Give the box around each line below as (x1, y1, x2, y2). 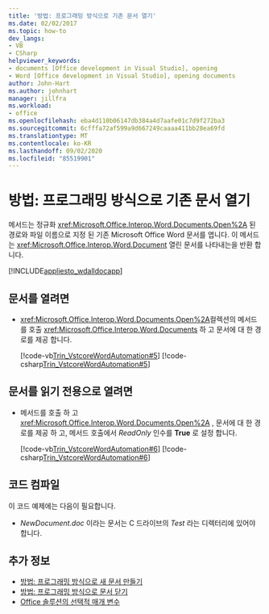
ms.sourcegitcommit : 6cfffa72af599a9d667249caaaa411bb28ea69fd (8, 124, 226, 132)
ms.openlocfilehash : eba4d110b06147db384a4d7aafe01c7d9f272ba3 (8, 117, 226, 125)
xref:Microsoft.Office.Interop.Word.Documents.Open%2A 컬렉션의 (19, 315, 236, 324)
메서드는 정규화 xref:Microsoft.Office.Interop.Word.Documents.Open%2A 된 (8, 219, 256, 230)
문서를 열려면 (8, 291, 70, 305)
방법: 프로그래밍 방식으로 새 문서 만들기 (19, 577, 143, 587)
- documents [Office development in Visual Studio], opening (8, 65, 218, 73)
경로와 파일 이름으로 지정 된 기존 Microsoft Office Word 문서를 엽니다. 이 (8, 230, 238, 240)
